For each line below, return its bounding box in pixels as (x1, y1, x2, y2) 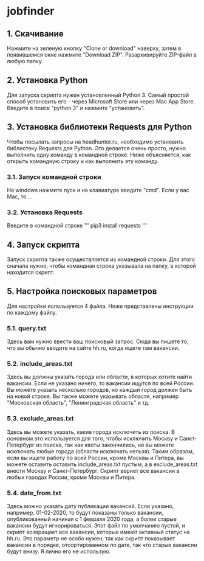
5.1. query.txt (7, 324, 47, 332)
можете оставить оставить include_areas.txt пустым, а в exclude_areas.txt (7, 461, 198, 468)
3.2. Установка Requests (7, 208, 83, 217)
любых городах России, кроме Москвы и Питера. (7, 473, 136, 481)
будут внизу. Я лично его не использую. (7, 548, 111, 555)
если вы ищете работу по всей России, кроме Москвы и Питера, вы (7, 454, 184, 461)
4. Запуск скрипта (7, 239, 80, 250)
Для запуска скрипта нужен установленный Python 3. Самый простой (7, 91, 189, 99)
